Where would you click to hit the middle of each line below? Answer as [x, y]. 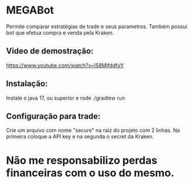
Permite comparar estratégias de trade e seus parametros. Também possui [97, 26]
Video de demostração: [50, 51]
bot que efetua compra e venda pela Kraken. [60, 32]
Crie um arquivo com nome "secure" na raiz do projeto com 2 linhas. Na [93, 130]
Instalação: [27, 84]
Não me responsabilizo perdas [82, 160]
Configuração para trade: [53, 116]
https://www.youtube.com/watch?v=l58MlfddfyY [65, 65]
